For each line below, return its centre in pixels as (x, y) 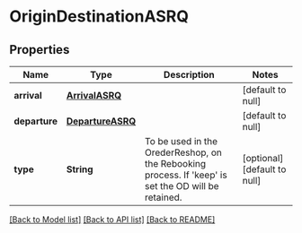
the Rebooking (175, 164)
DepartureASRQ (101, 121)
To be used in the (181, 141)
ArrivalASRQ (94, 95)
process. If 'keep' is (186, 175)
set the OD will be (182, 186)
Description (189, 75)
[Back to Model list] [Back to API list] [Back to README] (112, 220)
